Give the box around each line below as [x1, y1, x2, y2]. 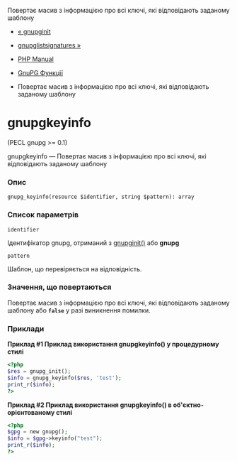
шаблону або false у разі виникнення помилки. [7, 305, 151, 315]
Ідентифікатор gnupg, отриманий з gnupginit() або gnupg [7, 238, 180, 247]
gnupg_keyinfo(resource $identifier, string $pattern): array [7, 193, 195, 201]
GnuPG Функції [17, 69, 64, 77]
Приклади [7, 323, 45, 333]
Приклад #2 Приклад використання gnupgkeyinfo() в [7, 401, 172, 409]
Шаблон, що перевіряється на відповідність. [7, 264, 142, 273]
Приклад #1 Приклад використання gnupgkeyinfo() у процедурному [7, 340, 219, 349]
